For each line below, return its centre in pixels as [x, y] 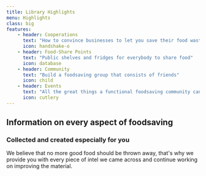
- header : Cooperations [48, 35]
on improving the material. [39, 166]
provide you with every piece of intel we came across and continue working [102, 159]
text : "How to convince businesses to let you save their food [105, 40]
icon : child [38, 80]
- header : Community [44, 69]
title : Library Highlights [41, 12]
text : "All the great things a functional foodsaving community [106, 92]
